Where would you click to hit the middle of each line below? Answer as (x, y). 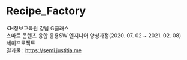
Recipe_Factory (46, 11)
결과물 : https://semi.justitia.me (44, 50)
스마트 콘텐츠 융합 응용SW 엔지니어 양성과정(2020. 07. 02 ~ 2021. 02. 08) (94, 35)
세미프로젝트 (21, 43)
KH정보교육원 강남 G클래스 (37, 28)
